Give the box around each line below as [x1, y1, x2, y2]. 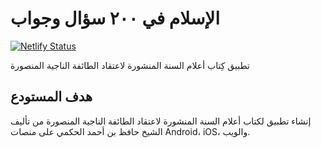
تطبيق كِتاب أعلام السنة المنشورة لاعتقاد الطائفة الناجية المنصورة [10, 59, 250, 71]
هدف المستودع [10, 88, 93, 106]
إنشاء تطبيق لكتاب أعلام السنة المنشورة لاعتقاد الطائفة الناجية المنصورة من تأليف [10, 115, 312, 127]
